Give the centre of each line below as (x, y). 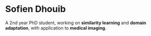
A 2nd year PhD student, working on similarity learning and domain (76, 23)
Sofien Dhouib (36, 9)
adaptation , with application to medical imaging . (56, 28)
